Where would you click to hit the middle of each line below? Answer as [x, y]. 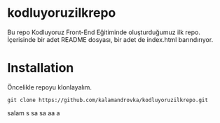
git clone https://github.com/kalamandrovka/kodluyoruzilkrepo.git [108, 100]
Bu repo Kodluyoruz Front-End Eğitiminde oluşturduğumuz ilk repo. [104, 32]
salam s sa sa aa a [34, 113]
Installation [41, 68]
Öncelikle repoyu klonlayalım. [50, 87]
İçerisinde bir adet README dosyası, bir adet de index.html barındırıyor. [110, 39]
